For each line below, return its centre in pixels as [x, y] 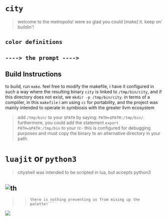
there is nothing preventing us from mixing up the [85, 200]
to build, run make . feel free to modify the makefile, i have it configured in [79, 86]
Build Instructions [33, 74]
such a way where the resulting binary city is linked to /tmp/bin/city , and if [83, 91]
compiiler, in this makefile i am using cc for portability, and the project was [82, 102]
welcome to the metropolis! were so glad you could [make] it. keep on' [90, 21]
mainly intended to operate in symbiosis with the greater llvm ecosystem [80, 107]
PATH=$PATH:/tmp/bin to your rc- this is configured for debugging [84, 128]
